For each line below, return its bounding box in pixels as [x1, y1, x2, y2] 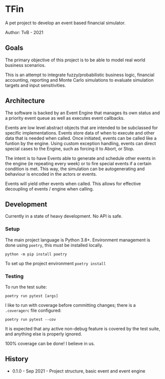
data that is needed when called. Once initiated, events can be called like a [5, 135, 157, 141]
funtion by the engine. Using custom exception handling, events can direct [5, 140, 156, 146]
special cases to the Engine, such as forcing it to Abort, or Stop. [5, 145, 134, 151]
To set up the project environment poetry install [5, 260, 106, 266]
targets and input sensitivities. [5, 82, 66, 88]
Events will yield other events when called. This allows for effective [5, 181, 141, 187]
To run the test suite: [5, 284, 47, 290]
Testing [5, 273, 24, 280]
